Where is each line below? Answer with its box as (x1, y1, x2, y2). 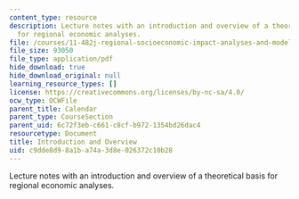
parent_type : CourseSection (9, 112, 114, 121)
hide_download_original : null (9, 71, 122, 80)
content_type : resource (9, 12, 98, 22)
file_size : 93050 (9, 46, 74, 55)
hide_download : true (9, 63, 86, 72)
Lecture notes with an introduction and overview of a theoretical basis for (9, 170, 279, 181)
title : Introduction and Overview (9, 137, 138, 146)
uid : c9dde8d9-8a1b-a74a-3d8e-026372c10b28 (9, 145, 174, 154)
